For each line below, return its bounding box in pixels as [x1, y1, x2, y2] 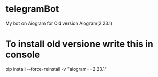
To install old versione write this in [5, 38, 153, 50]
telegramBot [5, 3, 59, 15]
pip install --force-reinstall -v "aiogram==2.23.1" [5, 66, 107, 72]
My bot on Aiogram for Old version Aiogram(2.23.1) [5, 20, 113, 26]
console [5, 49, 40, 61]
